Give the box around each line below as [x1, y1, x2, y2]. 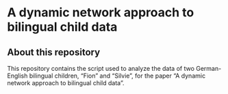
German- [196, 65, 222, 72]
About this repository [7, 46, 101, 58]
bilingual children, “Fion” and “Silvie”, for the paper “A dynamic [29, 72, 206, 80]
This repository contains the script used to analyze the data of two [7, 65, 195, 72]
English [7, 72, 28, 80]
